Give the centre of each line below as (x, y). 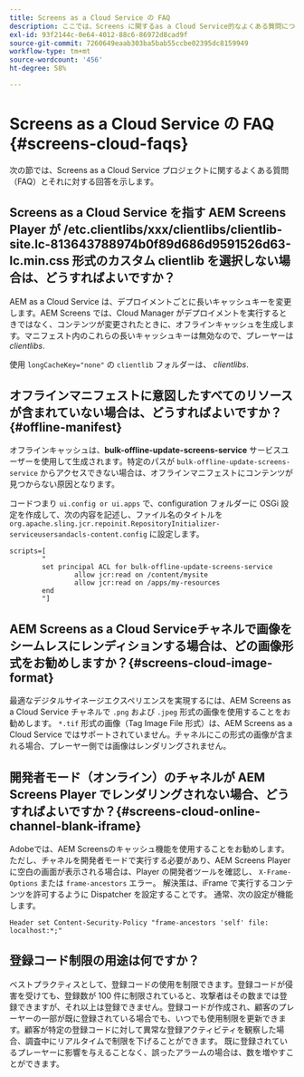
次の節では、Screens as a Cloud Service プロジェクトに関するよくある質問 (149, 170)
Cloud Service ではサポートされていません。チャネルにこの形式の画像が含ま (152, 734)
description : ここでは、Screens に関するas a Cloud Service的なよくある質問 (146, 26)
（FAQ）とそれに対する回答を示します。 (84, 181)
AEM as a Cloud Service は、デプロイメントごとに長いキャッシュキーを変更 (151, 301)
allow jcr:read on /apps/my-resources (147, 583)
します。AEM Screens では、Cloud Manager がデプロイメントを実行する (144, 313)
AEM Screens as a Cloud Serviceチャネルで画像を (151, 629)
